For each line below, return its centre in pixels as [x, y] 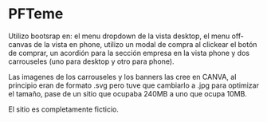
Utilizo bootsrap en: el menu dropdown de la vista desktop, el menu [119, 36]
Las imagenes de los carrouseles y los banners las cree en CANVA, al [122, 77]
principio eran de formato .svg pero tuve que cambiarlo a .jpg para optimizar [133, 85]
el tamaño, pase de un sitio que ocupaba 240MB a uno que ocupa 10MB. [128, 93]
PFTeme [36, 14]
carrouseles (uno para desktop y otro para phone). [91, 61]
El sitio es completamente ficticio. [64, 109]
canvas [20, 44]
